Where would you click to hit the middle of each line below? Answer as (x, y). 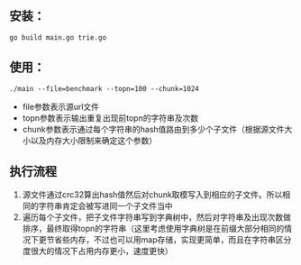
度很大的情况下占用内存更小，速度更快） (97, 251)
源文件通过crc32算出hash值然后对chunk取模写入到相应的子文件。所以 (152, 195)
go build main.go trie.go (58, 37)
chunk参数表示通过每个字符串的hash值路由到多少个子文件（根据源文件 (154, 129)
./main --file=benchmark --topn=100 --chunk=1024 (105, 88)
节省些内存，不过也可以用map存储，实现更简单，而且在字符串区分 (169, 240)
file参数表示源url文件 (61, 106)
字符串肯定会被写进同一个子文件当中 (105, 206)
